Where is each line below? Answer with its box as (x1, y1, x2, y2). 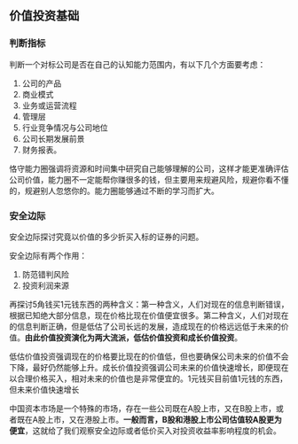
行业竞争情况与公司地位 (21, 122, 108, 133)
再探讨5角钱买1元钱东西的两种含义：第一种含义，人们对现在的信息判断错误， (9, 299, 289, 309)
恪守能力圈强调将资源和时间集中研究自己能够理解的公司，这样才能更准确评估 (9, 163, 289, 174)
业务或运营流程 (21, 100, 77, 111)
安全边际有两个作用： (9, 250, 87, 261)
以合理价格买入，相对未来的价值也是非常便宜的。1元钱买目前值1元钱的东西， (9, 373, 288, 384)
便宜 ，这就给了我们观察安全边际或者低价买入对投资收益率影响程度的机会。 (9, 425, 281, 436)
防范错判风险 (21, 269, 69, 279)
